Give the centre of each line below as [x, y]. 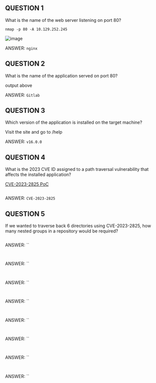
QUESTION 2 [25, 64]
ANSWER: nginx [22, 48]
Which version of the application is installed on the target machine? [74, 122]
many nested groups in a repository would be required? [62, 231]
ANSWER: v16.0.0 [24, 142]
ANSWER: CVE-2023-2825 [30, 198]
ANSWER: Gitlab [23, 95]
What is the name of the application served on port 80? [61, 76]
